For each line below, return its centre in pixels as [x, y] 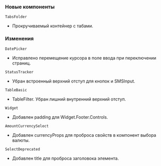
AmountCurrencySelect [27, 126]
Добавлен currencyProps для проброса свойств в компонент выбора [84, 135]
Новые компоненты [30, 7]
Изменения [19, 39]
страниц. [21, 63]
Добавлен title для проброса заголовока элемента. [65, 158]
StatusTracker [19, 72]
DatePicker [16, 49]
